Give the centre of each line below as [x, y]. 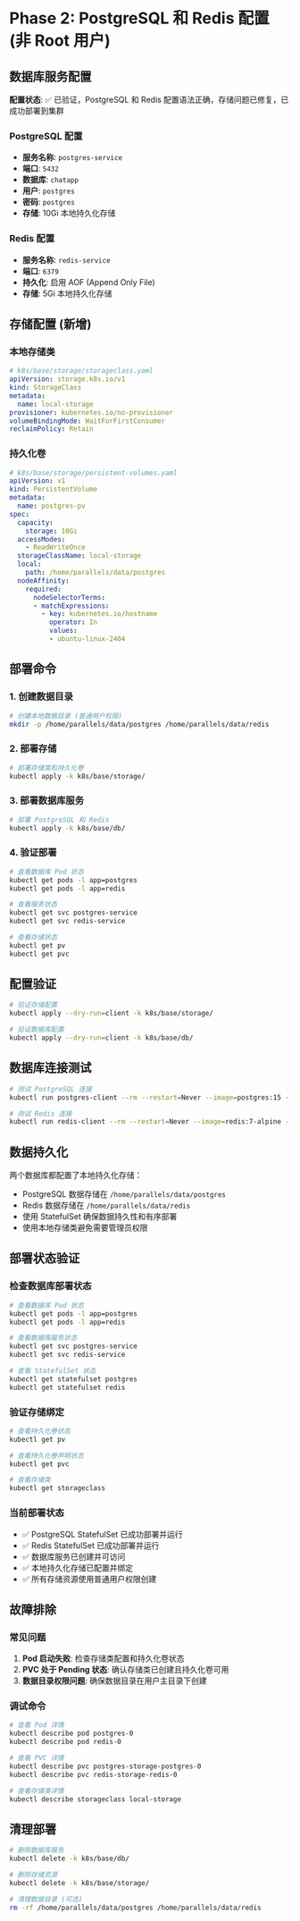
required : [44, 589]
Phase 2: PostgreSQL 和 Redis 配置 [139, 18]
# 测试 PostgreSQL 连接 [50, 1089]
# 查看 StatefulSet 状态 [53, 1371]
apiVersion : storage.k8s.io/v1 [67, 379]
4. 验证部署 [33, 853]
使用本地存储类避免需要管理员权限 [85, 1228]
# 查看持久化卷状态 [40, 1431]
